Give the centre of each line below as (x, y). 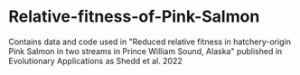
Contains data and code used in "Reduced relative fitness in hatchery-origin (150, 42)
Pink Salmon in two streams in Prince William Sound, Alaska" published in (145, 51)
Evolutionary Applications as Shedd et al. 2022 (95, 61)
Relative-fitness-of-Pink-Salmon (134, 17)
